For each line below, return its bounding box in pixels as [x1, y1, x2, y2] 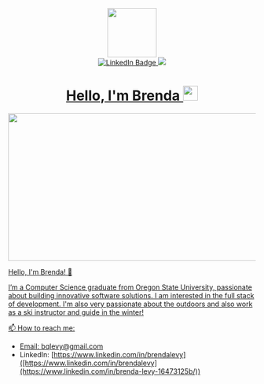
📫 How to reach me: [8, 323, 75, 333]
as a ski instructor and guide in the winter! [8, 307, 144, 317]
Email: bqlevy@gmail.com [19, 342, 104, 351]
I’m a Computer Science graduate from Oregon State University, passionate [8, 282, 253, 292]
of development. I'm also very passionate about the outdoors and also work [8, 299, 253, 308]
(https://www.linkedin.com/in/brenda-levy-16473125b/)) [19, 366, 201, 376]
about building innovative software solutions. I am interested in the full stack [8, 290, 255, 300]
